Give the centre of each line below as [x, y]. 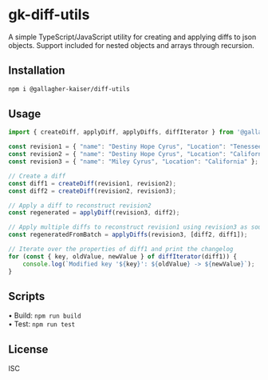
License [28, 349]
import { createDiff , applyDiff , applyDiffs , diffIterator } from [121, 132]
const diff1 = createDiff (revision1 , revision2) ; [93, 183]
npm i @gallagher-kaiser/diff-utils [69, 89]
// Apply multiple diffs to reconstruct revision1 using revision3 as [128, 227]
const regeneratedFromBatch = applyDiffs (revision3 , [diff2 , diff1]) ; [128, 235]
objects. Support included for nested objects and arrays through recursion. [132, 45]
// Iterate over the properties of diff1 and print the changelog [121, 250]
